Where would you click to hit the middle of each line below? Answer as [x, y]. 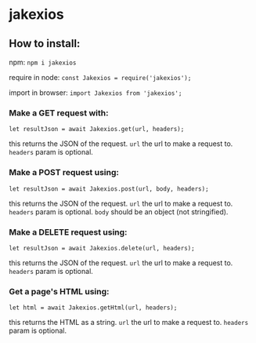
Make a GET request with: [59, 113]
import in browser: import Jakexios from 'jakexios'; [96, 93]
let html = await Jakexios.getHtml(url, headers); [93, 308]
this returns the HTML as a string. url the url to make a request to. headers [129, 323]
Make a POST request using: [64, 173]
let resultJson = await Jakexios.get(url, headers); [97, 130]
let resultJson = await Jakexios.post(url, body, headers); [109, 189]
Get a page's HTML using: [59, 291]
